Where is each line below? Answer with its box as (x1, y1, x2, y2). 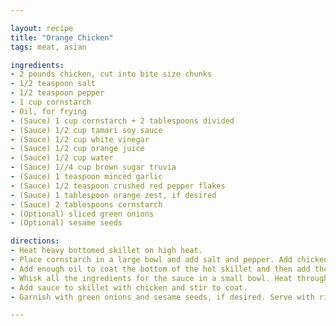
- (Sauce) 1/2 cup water (10, 153, 114, 163)
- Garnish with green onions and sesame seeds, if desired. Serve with (10, 292, 315, 302)
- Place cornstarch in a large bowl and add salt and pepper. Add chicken (10, 255, 329, 265)
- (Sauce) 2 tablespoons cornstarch (10, 199, 163, 210)
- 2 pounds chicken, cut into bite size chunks (10, 69, 213, 80)
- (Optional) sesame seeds (10, 218, 123, 228)
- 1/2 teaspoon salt (10, 79, 97, 89)
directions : (10, 236, 60, 246)
